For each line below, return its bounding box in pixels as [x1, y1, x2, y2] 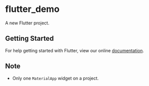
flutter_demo [5, 3, 60, 15]
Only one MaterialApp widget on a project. [12, 75, 99, 81]
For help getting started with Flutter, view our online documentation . [5, 47, 144, 53]
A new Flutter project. [5, 20, 50, 26]
